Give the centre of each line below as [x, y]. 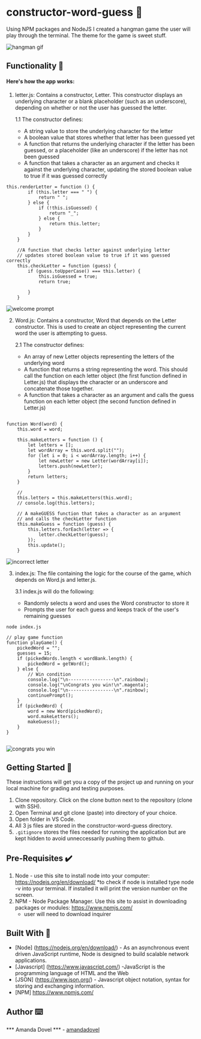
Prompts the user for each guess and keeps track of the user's [101, 609]
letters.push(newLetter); [70, 466]
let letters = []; [51, 445]
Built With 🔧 [28, 933]
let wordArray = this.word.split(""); [76, 450]
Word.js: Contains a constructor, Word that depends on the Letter [96, 320]
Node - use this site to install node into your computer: [82, 876]
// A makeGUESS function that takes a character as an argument [99, 513]
